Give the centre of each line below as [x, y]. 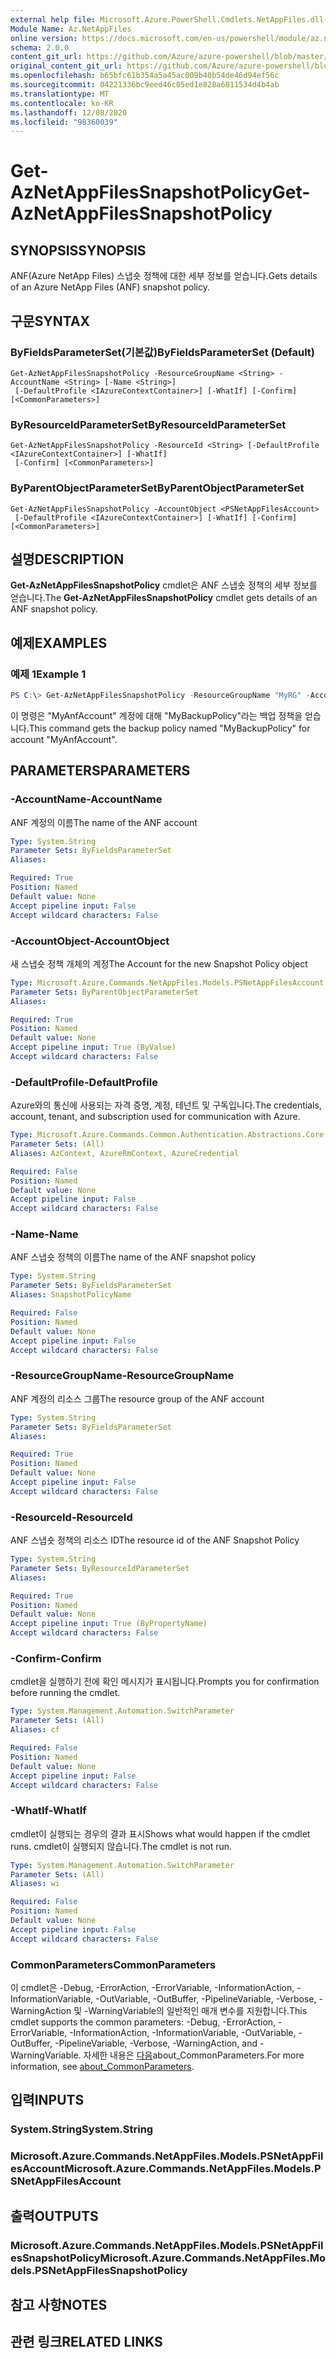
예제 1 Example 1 [48, 674]
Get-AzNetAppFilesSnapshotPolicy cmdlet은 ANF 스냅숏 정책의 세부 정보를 [164, 585]
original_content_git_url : [66, 66]
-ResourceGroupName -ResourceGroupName [122, 1376]
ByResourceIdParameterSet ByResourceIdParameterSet [148, 424]
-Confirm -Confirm [56, 1658]
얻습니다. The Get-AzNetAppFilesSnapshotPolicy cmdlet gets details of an [164, 598]
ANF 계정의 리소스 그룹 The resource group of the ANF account [137, 1398]
